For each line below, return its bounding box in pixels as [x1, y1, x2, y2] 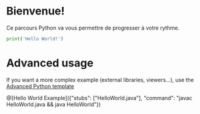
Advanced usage [6, 56, 94, 70]
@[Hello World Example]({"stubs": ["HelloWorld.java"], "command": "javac [6, 94, 193, 101]
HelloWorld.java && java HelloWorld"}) [6, 101, 101, 108]
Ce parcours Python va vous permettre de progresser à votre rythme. [6, 24, 180, 31]
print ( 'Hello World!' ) [6, 36, 64, 42]
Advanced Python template [6, 83, 75, 90]
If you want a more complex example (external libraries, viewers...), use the [6, 76, 194, 83]
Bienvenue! [6, 4, 65, 18]
